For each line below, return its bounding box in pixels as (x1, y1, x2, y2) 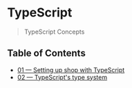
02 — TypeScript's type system (17, 73, 108, 81)
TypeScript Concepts (23, 27, 85, 36)
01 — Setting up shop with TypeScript (17, 65, 125, 74)
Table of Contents (7, 47, 86, 59)
